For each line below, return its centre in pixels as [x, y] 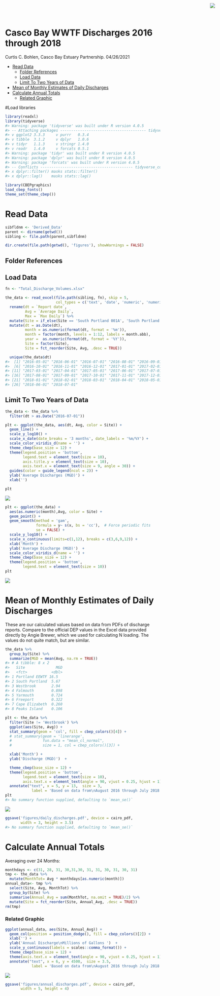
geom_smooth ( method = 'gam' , [39, 521]
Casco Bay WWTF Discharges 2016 [79, 33]
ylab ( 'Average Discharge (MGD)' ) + [47, 548]
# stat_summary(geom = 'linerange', [47, 736]
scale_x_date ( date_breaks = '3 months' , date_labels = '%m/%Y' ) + [79, 439]
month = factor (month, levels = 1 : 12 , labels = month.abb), [88, 335]
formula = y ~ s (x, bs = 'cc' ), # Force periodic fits [94, 526]
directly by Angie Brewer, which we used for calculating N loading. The [77, 635]
